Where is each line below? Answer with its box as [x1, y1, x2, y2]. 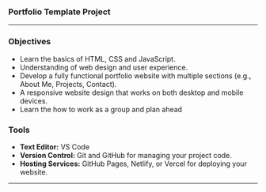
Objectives [8, 36, 51, 47]
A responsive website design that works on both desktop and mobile [19, 88, 244, 97]
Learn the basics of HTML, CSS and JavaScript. [19, 54, 176, 63]
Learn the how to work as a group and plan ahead [19, 104, 183, 114]
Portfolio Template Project [8, 6, 111, 17]
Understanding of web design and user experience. [19, 62, 188, 72]
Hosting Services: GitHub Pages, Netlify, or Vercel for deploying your [19, 159, 248, 168]
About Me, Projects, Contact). [19, 79, 117, 88]
